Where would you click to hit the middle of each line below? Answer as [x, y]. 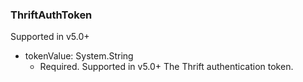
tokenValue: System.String [79, 56]
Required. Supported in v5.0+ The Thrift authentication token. [166, 67]
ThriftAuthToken [51, 15]
